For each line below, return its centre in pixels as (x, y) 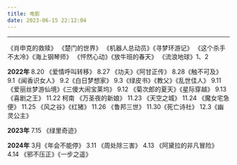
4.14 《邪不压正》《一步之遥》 (50, 154)
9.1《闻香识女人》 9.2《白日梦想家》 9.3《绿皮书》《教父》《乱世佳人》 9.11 (114, 80)
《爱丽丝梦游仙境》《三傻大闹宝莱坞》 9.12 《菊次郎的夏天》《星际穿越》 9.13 (117, 89)
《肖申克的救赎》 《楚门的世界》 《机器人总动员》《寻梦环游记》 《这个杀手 (116, 48)
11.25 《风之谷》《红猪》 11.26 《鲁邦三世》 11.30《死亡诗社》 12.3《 (119, 107)
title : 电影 (24, 14)
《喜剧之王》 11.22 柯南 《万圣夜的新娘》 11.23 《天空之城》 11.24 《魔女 (112, 98)
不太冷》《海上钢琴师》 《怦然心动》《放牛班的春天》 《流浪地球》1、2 (108, 56)
